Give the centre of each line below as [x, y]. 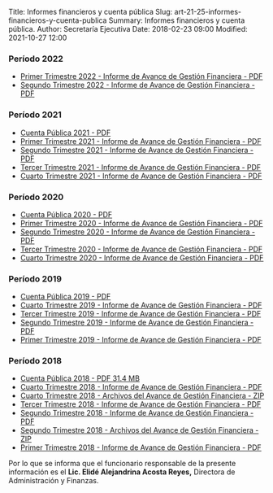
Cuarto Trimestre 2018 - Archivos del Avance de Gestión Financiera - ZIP [142, 396]
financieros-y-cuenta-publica [58, 20]
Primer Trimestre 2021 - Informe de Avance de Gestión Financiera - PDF [141, 141]
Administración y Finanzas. [54, 481]
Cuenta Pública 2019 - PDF [65, 297]
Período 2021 [35, 115]
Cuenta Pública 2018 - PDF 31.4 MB [80, 378]
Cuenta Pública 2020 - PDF [66, 214]
